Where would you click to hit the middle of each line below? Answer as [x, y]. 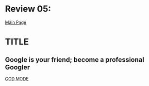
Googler [17, 67]
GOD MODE [17, 79]
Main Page [16, 22]
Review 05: [28, 9]
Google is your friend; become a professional [75, 60]
